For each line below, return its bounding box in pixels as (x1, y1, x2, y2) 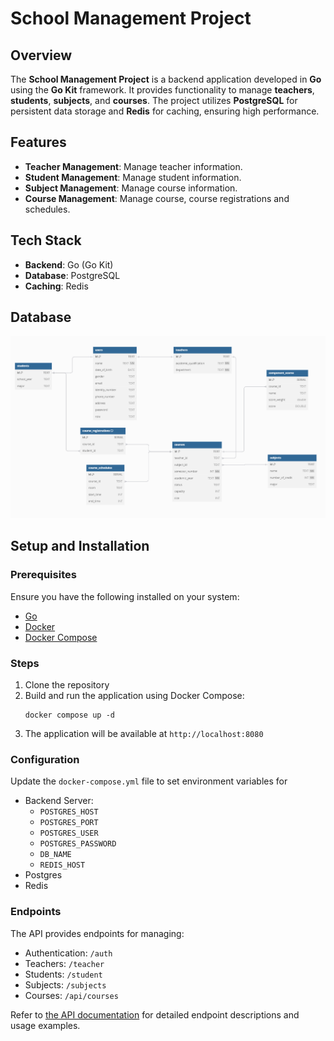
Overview (10, 47, 73, 64)
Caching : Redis (24, 280, 89, 292)
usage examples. (10, 1019, 81, 1031)
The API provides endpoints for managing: (10, 927, 185, 939)
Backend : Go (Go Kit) (24, 258, 114, 271)
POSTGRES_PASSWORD (39, 839, 117, 849)
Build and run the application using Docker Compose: (24, 690, 245, 702)
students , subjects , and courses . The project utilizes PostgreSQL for (10, 95, 298, 106)
